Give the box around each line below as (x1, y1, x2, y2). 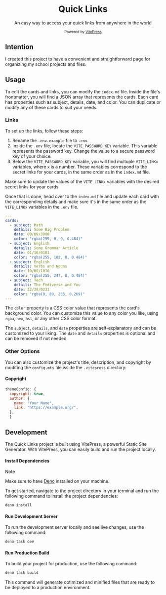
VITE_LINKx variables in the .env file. (5, 204, 79, 210)
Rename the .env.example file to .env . (12, 137, 89, 143)
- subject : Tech (9, 278, 43, 283)
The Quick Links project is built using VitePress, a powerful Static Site (5, 441, 147, 447)
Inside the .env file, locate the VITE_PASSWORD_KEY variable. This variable (12, 142, 158, 149)
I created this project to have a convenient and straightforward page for (5, 56, 151, 62)
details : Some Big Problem (14, 227, 70, 232)
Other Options (5, 348, 40, 355)
